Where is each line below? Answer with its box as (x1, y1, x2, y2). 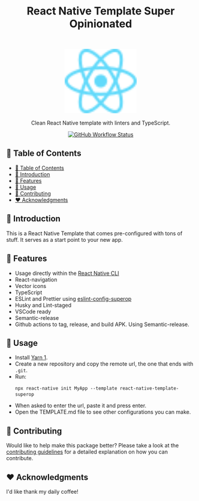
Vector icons (14, 282, 47, 289)
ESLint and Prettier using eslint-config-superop (14, 295, 132, 302)
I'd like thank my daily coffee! (6, 488, 79, 495)
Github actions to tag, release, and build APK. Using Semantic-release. (14, 321, 190, 328)
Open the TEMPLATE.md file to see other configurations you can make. (14, 408, 191, 416)
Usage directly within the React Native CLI (14, 269, 119, 277)
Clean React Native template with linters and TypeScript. (31, 119, 171, 127)
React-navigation (14, 275, 58, 283)
